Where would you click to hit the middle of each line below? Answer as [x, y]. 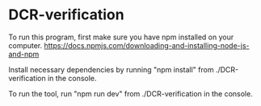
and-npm [24, 54]
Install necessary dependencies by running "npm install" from [111, 69]
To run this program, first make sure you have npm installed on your [121, 37]
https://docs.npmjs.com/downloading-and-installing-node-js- [147, 45]
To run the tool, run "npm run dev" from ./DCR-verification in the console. [130, 93]
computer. [25, 45]
